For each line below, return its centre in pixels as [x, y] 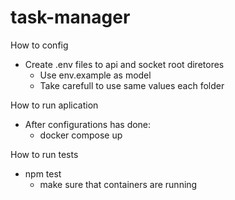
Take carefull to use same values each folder [132, 85]
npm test [43, 173]
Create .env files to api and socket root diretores [124, 64]
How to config [39, 45]
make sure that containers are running [118, 184]
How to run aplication [54, 105]
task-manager [70, 17]
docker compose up [81, 135]
